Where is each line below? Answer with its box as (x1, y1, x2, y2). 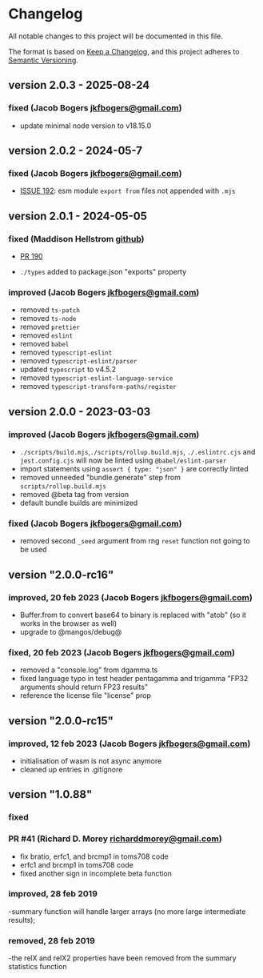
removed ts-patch (19, 305, 80, 315)
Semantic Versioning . (8, 55, 78, 65)
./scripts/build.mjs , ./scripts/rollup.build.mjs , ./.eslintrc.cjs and (19, 447, 256, 456)
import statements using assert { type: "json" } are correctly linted (19, 463, 249, 473)
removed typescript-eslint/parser (19, 356, 137, 366)
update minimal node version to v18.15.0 (19, 121, 152, 130)
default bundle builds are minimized (19, 498, 138, 507)
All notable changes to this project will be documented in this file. (8, 31, 224, 41)
